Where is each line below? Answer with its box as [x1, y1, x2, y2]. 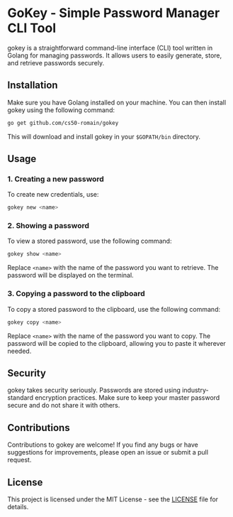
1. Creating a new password [7, 174, 104, 184]
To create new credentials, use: [7, 190, 99, 199]
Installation [7, 80, 58, 92]
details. [7, 502, 29, 511]
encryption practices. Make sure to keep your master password [35, 393, 220, 402]
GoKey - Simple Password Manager [7, 5, 220, 21]
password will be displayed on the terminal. [7, 271, 134, 280]
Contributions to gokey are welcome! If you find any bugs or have [7, 440, 198, 449]
